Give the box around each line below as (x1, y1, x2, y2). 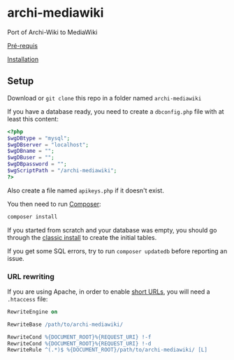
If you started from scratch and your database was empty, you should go (7, 225, 217, 234)
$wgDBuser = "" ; (7, 154, 54, 161)
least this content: (7, 114, 59, 123)
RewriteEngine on (7, 308, 58, 315)
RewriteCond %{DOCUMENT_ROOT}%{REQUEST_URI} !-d (7, 340, 152, 347)
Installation (7, 54, 39, 63)
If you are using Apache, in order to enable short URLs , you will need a (7, 287, 211, 296)
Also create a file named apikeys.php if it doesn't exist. (7, 186, 164, 195)
